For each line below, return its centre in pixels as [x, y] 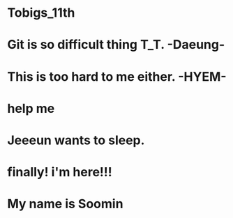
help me [31, 108]
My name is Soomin [65, 204]
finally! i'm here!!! [60, 172]
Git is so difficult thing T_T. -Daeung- [116, 45]
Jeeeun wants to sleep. [76, 140]
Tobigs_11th [41, 13]
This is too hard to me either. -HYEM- [117, 76]
